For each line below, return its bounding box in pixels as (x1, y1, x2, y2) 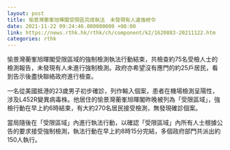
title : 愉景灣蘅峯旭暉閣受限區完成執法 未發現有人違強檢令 (7, 16, 156, 23)
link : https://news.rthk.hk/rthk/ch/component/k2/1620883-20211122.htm (7, 29, 216, 36)
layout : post (7, 10, 44, 17)
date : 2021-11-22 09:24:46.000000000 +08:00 (7, 23, 136, 29)
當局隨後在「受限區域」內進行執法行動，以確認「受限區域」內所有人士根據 (7, 118, 217, 127)
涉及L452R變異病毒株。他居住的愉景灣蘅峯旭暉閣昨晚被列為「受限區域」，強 (7, 95, 220, 103)
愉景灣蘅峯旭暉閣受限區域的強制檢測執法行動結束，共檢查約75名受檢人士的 (7, 55, 218, 64)
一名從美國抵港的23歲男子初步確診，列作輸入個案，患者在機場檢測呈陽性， (7, 87, 219, 95)
